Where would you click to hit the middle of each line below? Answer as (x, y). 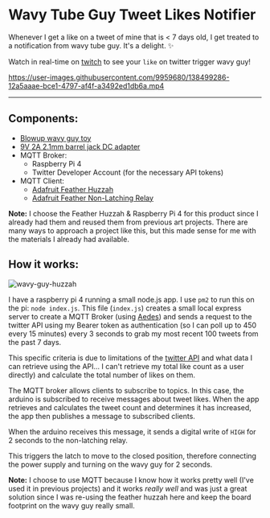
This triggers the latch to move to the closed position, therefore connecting (133, 455)
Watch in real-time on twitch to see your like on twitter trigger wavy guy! (130, 61)
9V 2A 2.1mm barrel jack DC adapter (80, 146)
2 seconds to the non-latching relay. (68, 440)
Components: (43, 119)
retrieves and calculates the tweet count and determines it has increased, (130, 407)
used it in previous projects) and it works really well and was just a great (128, 488)
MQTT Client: (42, 181)
